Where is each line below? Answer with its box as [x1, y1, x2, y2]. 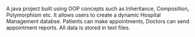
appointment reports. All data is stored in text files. [6, 24, 131, 31]
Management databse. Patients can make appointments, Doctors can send [6, 18, 190, 24]
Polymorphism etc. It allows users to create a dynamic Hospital [6, 11, 161, 18]
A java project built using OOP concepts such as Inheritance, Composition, [6, 5, 190, 12]
